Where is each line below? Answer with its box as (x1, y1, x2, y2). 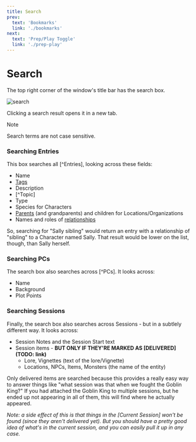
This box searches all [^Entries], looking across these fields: (6, 161, 153, 168)
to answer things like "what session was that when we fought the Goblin (6, 381, 182, 388)
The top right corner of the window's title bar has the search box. (6, 86, 166, 93)
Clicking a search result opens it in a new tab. (6, 109, 117, 116)
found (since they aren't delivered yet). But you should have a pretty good (6, 417, 187, 424)
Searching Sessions (6, 307, 66, 315)
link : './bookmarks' (12, 25, 63, 31)
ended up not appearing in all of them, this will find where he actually (6, 394, 175, 401)
